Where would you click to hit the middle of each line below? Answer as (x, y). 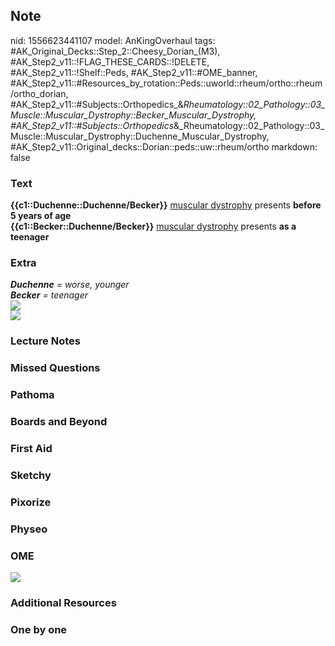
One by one (39, 629)
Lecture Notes (45, 341)
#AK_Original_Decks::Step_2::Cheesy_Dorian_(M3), (115, 51)
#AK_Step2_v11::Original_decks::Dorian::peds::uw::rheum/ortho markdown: (164, 146)
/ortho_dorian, (39, 93)
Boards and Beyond (59, 422)
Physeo (29, 529)
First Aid (31, 449)
